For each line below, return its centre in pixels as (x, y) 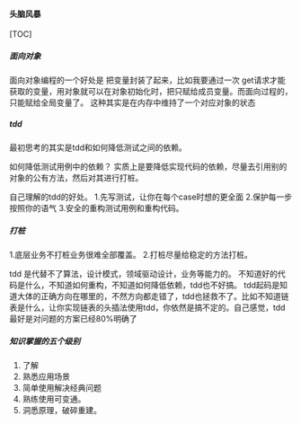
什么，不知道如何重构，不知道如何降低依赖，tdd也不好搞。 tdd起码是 (152, 285)
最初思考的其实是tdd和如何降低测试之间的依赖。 (98, 147)
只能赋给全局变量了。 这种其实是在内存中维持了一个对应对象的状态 (133, 102)
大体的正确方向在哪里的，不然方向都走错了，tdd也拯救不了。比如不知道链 (153, 296)
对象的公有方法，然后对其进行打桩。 (76, 178)
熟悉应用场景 (46, 376)
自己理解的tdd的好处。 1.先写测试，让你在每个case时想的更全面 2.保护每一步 (151, 197)
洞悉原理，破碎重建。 (62, 411)
